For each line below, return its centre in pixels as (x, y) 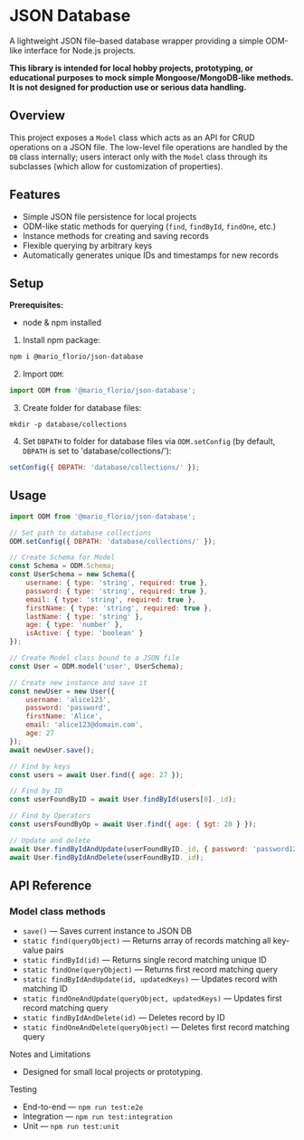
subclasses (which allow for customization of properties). (116, 166)
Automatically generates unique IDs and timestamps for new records (150, 255)
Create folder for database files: (82, 408)
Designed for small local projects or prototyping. (113, 1072)
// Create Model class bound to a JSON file (95, 658)
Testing (24, 1089)
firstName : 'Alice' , (64, 717)
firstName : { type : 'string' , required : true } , (119, 608)
